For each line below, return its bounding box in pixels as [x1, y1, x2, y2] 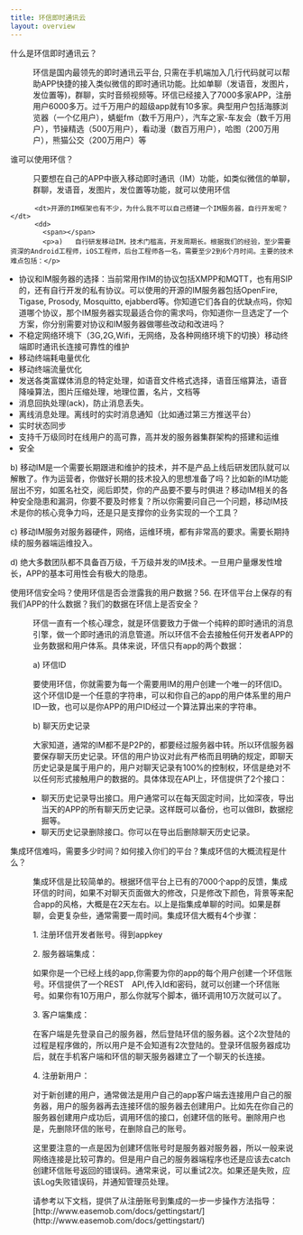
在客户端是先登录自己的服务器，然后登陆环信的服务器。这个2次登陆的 [32, 1028, 291, 1039]
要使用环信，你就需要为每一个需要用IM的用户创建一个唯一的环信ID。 [32, 678, 288, 689]
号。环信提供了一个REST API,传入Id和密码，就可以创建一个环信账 [32, 979, 280, 989]
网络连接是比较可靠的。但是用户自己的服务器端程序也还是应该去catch [32, 1153, 291, 1165]
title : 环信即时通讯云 [10, 13, 87, 23]
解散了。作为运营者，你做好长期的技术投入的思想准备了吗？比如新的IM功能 [10, 473, 289, 484]
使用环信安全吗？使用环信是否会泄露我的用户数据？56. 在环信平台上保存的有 [10, 587, 293, 598]
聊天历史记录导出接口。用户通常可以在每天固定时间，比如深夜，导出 [41, 792, 294, 803]
